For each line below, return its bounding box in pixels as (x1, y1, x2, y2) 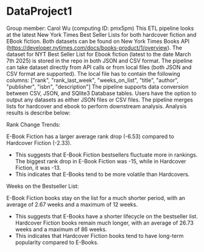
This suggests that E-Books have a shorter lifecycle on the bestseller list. (15, 212, 198, 220)
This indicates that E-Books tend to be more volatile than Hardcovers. (15, 170, 190, 178)
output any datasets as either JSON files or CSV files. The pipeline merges (6, 96, 193, 103)
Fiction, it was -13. (15, 164, 62, 171)
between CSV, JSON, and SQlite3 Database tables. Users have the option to (6, 89, 197, 97)
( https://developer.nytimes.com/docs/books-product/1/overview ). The (6, 44, 183, 51)
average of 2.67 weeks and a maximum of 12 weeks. (6, 201, 138, 208)
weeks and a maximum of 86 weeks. (15, 225, 108, 233)
